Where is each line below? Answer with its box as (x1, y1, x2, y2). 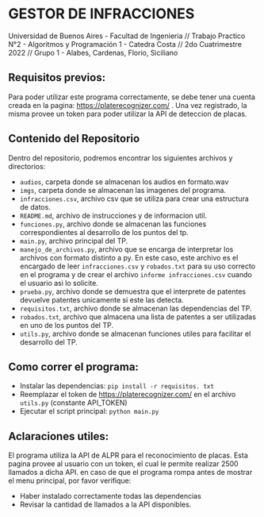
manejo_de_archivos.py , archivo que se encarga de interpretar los (19, 244, 234, 254)
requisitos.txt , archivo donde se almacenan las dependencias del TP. (19, 303, 252, 313)
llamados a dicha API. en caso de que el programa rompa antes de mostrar (8, 468, 253, 477)
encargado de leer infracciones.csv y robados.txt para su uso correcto (19, 261, 256, 271)
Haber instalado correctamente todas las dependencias (19, 492, 202, 501)
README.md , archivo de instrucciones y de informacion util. (19, 210, 208, 220)
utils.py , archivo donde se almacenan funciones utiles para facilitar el (19, 329, 251, 338)
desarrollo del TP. (19, 337, 78, 346)
